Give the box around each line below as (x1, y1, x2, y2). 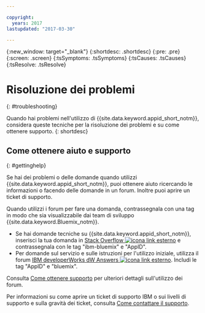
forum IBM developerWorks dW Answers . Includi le (15, 256, 197, 264)
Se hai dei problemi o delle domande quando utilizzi (6, 174, 137, 181)
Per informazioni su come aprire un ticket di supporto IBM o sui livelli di (6, 293, 186, 301)
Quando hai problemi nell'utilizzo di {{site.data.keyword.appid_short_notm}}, (6, 115, 199, 122)
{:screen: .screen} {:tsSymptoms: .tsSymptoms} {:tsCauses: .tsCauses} (6, 55, 187, 62)
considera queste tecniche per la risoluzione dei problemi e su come (6, 121, 180, 129)
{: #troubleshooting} (6, 102, 58, 110)
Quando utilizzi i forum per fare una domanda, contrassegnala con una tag (6, 205, 195, 212)
